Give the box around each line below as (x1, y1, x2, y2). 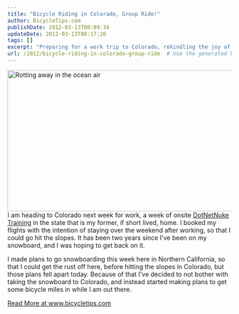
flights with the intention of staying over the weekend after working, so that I (7, 226, 231, 234)
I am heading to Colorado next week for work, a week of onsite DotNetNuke (7, 211, 230, 219)
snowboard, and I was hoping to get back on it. (7, 241, 146, 249)
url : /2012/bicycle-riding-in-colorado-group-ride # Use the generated (7, 51, 228, 58)
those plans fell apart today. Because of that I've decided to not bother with (7, 270, 229, 278)
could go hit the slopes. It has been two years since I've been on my (7, 233, 208, 242)
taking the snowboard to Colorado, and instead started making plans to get (7, 277, 228, 286)
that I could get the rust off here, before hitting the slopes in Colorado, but (7, 262, 224, 271)
